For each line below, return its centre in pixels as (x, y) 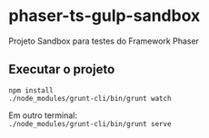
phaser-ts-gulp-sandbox (104, 16)
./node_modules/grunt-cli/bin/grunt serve (90, 123)
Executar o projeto (62, 69)
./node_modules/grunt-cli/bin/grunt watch (90, 98)
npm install (31, 90)
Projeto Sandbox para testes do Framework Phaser (104, 41)
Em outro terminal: (43, 115)
